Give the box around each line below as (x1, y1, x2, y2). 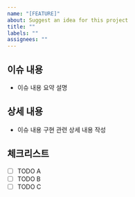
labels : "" (7, 29, 39, 37)
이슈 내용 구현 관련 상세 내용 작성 (17, 125, 106, 134)
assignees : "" (7, 36, 48, 43)
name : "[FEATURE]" (7, 10, 60, 17)
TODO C (17, 182, 42, 191)
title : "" (7, 23, 36, 30)
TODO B (17, 175, 42, 183)
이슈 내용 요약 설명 (17, 83, 68, 91)
